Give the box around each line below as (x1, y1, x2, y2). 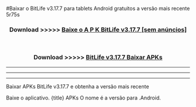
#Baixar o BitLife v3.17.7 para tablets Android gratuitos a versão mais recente (6, 5, 190, 12)
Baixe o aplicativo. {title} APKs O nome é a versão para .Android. (6, 94, 162, 101)
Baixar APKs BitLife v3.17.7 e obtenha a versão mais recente (6, 83, 149, 90)
